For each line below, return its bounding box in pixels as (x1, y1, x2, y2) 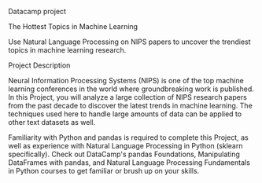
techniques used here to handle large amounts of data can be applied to (8, 109, 242, 119)
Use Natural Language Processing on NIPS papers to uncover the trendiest (8, 37, 251, 46)
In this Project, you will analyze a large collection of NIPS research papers (8, 93, 248, 101)
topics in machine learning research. (8, 46, 127, 54)
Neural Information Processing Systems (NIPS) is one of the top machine (8, 76, 244, 85)
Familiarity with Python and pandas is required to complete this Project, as (8, 133, 249, 142)
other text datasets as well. (8, 118, 96, 126)
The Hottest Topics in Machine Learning (8, 22, 138, 31)
